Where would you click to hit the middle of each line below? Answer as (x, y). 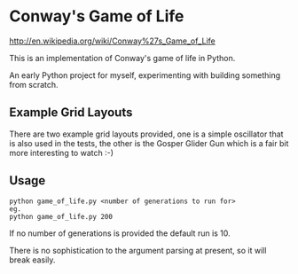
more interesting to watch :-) (61, 153)
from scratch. (34, 84)
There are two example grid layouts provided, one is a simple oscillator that (146, 134)
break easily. (32, 260)
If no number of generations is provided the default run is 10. (120, 233)
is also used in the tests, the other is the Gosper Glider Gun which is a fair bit (149, 143)
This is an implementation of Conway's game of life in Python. (122, 58)
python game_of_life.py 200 (61, 216)
